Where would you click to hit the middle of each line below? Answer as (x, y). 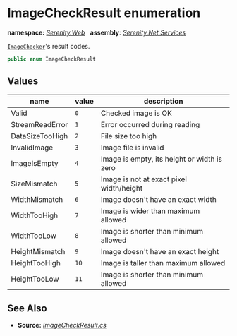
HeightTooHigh (36, 263)
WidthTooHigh (35, 215)
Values (23, 82)
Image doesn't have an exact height (160, 251)
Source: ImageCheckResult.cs (62, 325)
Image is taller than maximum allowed (163, 263)
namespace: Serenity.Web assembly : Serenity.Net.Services (97, 32)
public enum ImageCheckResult (52, 59)
